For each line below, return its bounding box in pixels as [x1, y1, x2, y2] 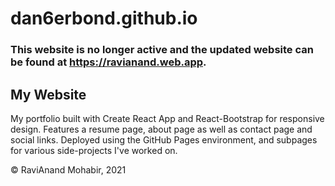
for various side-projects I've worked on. [10, 144, 178, 156]
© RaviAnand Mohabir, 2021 [10, 163, 127, 176]
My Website [10, 86, 87, 103]
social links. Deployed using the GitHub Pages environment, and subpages [10, 133, 318, 146]
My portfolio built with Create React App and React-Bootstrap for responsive [10, 112, 325, 124]
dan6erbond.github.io [10, 7, 198, 30]
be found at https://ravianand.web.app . [10, 55, 207, 69]
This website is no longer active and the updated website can [10, 43, 314, 57]
